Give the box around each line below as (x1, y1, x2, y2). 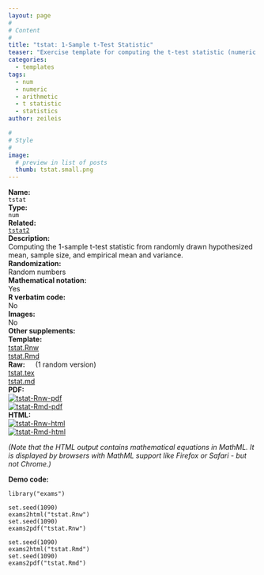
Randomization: (8, 259, 62, 268)
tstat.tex (8, 368, 35, 378)
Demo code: (8, 474, 49, 484)
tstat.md (8, 377, 36, 387)
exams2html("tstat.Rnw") (8, 511, 90, 519)
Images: (8, 310, 36, 319)
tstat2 (8, 227, 30, 234)
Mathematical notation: (8, 276, 87, 285)
